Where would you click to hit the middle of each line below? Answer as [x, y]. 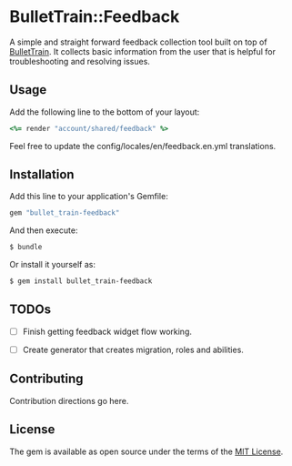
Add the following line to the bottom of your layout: [105, 112]
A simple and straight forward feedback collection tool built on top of [138, 42]
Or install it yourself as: [52, 265]
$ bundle [26, 248]
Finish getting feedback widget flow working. [107, 331]
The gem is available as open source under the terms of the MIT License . [146, 451]
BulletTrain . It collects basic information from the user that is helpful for [142, 51]
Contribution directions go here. [69, 400]
